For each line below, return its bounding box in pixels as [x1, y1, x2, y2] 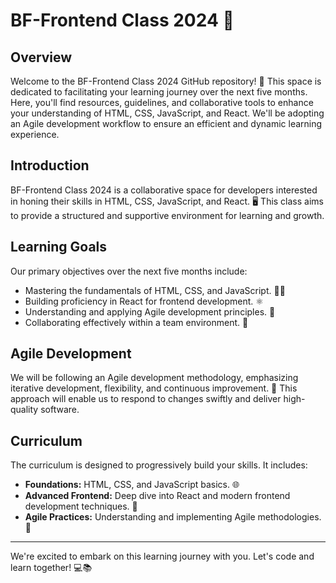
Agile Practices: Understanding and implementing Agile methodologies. [24, 511, 322, 523]
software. [40, 404, 80, 416]
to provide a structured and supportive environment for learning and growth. [10, 209, 325, 221]
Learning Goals [10, 239, 108, 256]
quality [10, 404, 39, 416]
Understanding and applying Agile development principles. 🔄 [24, 305, 276, 318]
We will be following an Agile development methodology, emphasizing [10, 372, 299, 384]
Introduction [10, 157, 90, 174]
